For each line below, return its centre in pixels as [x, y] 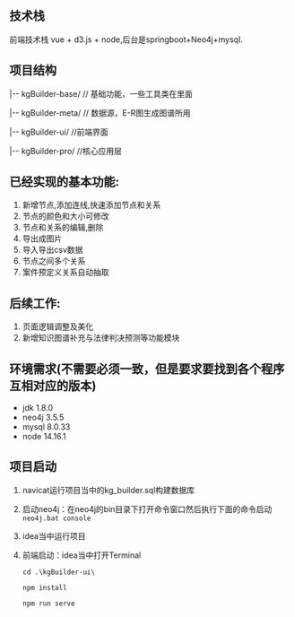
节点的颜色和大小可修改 [65, 216]
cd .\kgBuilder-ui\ [59, 572]
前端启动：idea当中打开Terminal [82, 555]
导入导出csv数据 [52, 250]
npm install [44, 587]
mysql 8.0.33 [46, 427]
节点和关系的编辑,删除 [63, 228]
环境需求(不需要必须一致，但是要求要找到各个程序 [147, 369]
